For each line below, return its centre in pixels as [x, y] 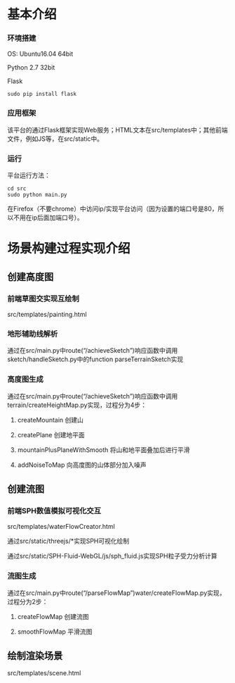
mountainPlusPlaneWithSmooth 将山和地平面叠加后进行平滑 [103, 450]
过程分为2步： [28, 601]
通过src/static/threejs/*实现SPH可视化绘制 [68, 541]
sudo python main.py [38, 195]
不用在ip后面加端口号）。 [48, 218]
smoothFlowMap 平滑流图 [55, 632]
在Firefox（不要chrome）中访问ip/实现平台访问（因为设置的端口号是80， [113, 209]
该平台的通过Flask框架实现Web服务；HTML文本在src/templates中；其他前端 [117, 130]
